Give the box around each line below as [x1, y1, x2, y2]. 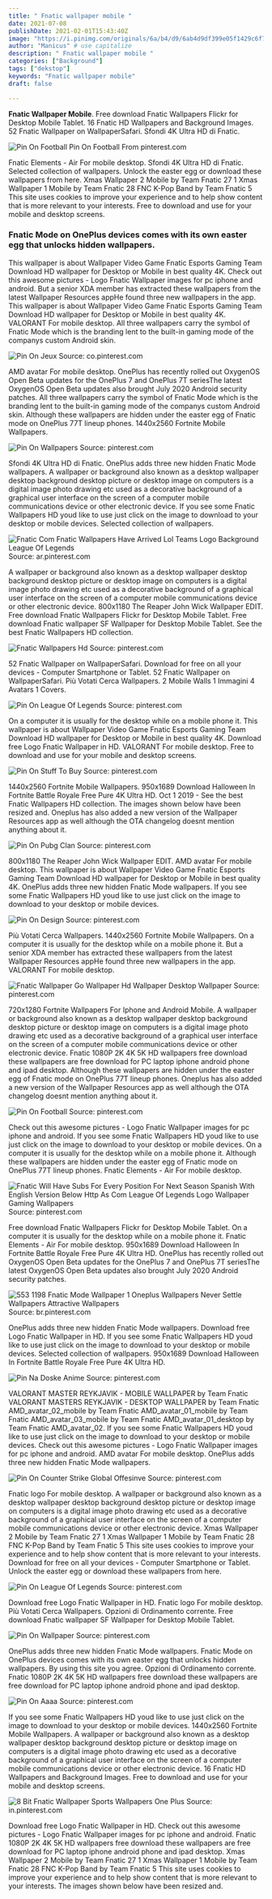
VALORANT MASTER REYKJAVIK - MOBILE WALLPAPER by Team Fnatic [8, 1388, 249, 1398]
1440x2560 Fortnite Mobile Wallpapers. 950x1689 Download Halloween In [8, 781, 256, 791]
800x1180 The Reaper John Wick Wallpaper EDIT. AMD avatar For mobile [8, 856, 253, 866]
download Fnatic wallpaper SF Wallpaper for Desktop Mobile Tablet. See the [8, 619, 263, 628]
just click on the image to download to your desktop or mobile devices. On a [8, 1139, 262, 1149]
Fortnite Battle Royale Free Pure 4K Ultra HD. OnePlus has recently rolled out [8, 1248, 264, 1258]
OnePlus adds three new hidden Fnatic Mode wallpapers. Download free [8, 1322, 250, 1332]
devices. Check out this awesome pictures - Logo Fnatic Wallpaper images [8, 1440, 258, 1450]
